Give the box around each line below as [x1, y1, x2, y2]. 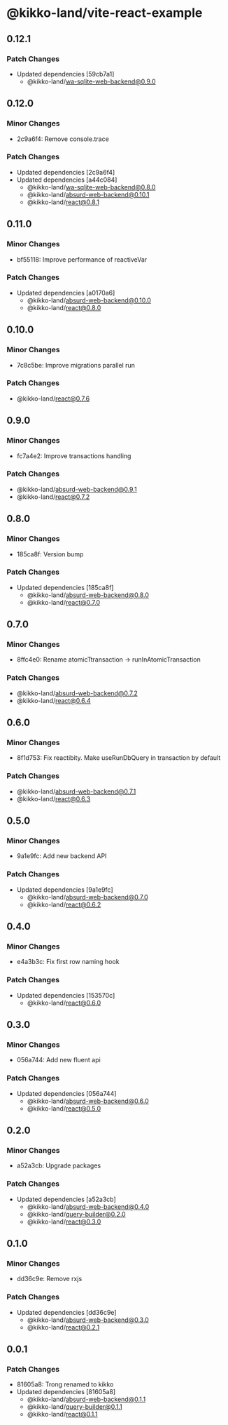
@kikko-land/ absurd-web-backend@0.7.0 [27, 892, 148, 901]
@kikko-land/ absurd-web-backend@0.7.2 [16, 689, 138, 697]
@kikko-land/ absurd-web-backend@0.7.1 [16, 787, 136, 796]
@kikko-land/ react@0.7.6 [16, 394, 90, 403]
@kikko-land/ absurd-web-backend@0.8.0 [27, 591, 150, 599]
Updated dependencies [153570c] [16, 991, 115, 999]
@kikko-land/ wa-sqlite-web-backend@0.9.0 [27, 77, 156, 86]
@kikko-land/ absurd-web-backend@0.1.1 [27, 1395, 146, 1404]
